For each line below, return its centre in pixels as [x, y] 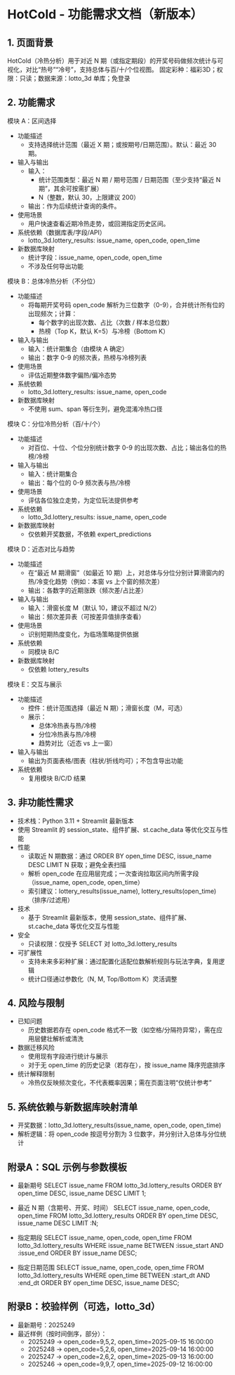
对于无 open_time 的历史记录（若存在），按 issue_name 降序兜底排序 [127, 1065]
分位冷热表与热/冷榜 [67, 734]
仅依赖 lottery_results [58, 669]
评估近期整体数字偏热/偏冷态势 [72, 375]
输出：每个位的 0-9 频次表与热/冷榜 [79, 483]
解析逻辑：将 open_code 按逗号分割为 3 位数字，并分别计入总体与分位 [119, 1134]
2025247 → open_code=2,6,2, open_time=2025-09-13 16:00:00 [121, 1356]
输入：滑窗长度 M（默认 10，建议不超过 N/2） [94, 608]
